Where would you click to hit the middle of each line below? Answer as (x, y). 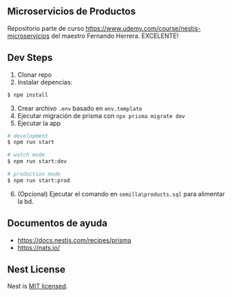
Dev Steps (30, 58)
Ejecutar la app (39, 123)
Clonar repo (35, 74)
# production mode (34, 174)
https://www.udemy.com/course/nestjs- (143, 28)
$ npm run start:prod (39, 180)
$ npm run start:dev (37, 161)
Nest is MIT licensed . (38, 287)
